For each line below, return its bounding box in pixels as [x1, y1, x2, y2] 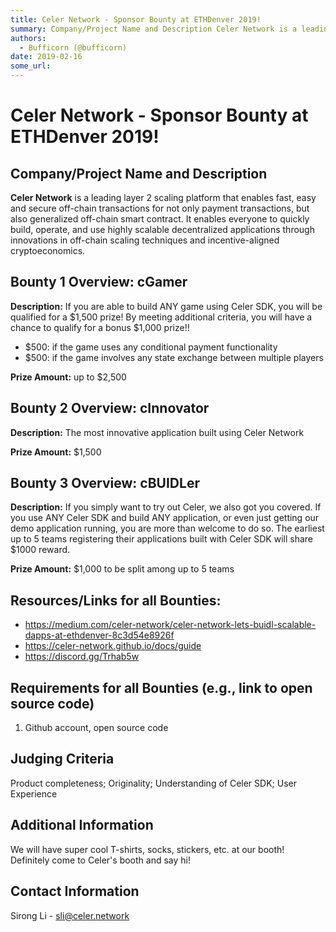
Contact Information [10, 883, 140, 900]
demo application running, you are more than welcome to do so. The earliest [10, 522, 325, 535]
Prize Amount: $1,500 [10, 446, 102, 458]
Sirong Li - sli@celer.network [10, 909, 130, 921]
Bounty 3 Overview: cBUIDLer [10, 475, 200, 492]
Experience [10, 787, 58, 800]
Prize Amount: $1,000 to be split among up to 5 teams [10, 563, 235, 575]
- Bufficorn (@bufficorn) [19, 42, 128, 53]
